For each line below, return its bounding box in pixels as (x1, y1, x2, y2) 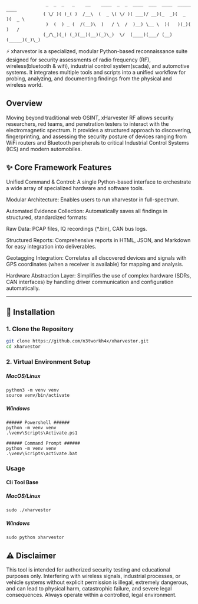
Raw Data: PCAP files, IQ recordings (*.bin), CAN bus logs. (6, 225, 147, 232)
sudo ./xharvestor (6, 507, 51, 513)
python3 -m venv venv (6, 387, 60, 393)
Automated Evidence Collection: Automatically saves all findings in (6, 207, 168, 214)
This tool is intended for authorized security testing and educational (6, 566, 171, 573)
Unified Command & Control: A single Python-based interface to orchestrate (6, 178, 192, 185)
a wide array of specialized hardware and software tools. (6, 184, 144, 191)
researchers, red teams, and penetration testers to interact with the (6, 120, 169, 128)
